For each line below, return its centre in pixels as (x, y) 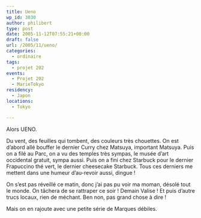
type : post (20, 29)
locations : (20, 101)
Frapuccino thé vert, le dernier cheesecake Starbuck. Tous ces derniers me (100, 166)
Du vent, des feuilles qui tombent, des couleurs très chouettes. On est (92, 141)
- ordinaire (27, 56)
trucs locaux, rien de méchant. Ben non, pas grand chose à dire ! (86, 197)
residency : (20, 90)
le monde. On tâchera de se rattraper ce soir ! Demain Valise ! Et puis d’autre (100, 190)
